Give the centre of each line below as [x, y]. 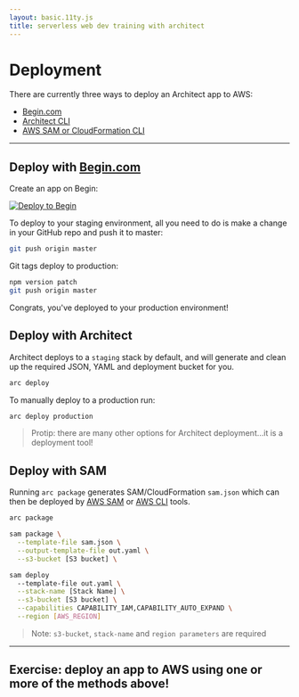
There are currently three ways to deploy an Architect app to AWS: [131, 94]
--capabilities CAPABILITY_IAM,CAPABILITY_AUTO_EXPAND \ [125, 608]
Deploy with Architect [71, 336]
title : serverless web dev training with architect [107, 26]
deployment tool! [62, 443]
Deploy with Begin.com [75, 167]
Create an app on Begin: [54, 189]
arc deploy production [51, 416]
